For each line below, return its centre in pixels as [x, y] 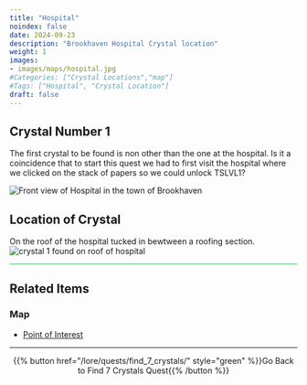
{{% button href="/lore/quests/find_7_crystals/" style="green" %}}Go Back [153, 360]
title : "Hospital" [44, 18]
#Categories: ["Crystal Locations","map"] [91, 78]
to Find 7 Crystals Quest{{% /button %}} [153, 370]
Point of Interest [53, 334]
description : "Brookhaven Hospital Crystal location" [114, 43]
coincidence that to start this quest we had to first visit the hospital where [148, 163]
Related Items [49, 289]
